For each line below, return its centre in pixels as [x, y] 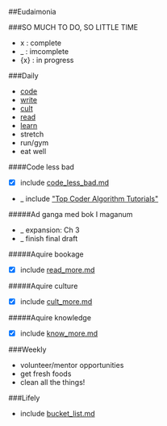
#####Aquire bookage [46, 254]
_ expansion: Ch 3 [50, 230]
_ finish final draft [49, 239]
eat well [33, 151]
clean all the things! [52, 382]
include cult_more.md [56, 302]
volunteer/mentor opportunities [72, 365]
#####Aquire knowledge [50, 318]
